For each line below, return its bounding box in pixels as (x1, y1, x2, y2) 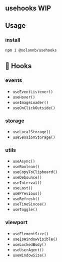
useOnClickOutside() (12, 106, 55, 111)
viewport (5, 219, 27, 226)
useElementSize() (12, 231, 49, 236)
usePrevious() (12, 191, 42, 196)
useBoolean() (12, 164, 40, 170)
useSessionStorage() (12, 135, 55, 140)
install (5, 36, 21, 43)
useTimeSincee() (12, 202, 46, 207)
